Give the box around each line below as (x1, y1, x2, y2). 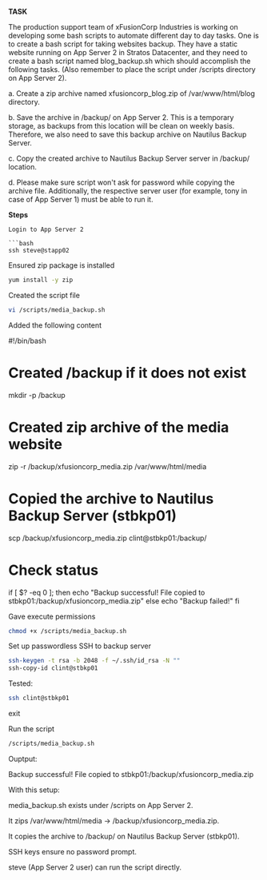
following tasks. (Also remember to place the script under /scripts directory (8, 65, 256, 74)
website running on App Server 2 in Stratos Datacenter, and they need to (8, 48, 248, 57)
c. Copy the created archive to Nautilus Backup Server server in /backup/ (8, 153, 250, 163)
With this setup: (8, 785, 60, 794)
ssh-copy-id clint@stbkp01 (8, 664, 98, 672)
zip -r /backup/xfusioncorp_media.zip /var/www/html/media (8, 461, 207, 471)
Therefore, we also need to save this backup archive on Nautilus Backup (8, 129, 247, 139)
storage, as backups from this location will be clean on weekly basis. (8, 121, 235, 130)
